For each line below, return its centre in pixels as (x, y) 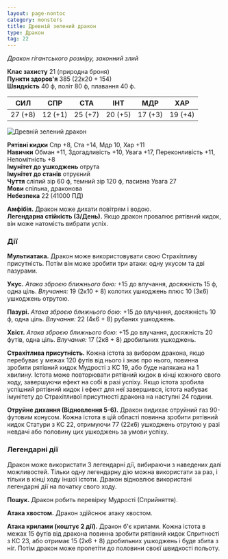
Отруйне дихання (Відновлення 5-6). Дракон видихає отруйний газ (108, 410)
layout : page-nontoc (37, 13)
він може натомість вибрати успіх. (58, 224)
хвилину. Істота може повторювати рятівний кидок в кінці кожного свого (114, 375)
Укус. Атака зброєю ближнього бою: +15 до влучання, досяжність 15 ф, (112, 284)
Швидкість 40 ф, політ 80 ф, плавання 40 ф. (72, 86)
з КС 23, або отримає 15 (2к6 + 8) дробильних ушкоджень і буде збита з (113, 541)
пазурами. (22, 271)
